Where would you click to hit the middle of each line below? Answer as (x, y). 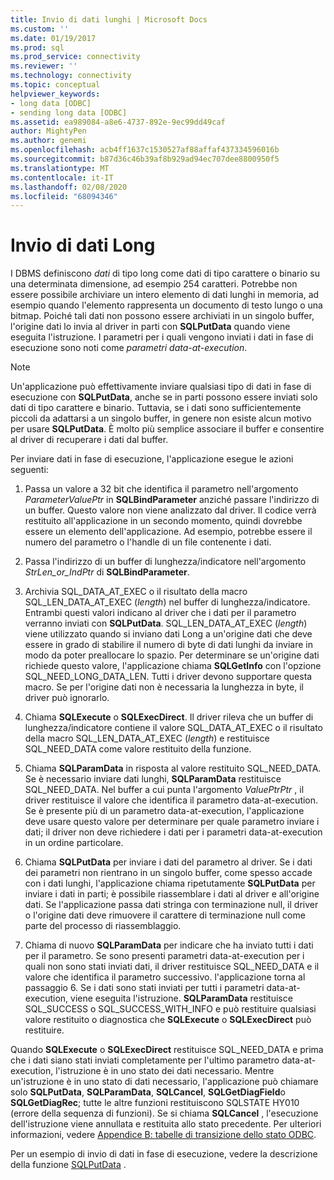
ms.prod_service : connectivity (75, 57)
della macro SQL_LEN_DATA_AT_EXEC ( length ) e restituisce (147, 738)
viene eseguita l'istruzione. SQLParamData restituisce (181, 998)
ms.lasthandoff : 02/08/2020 (69, 187)
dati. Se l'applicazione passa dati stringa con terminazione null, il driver (171, 905)
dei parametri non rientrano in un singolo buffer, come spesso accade (168, 873)
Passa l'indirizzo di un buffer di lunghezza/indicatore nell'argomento (165, 562)
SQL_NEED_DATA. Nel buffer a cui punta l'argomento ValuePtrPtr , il (164, 790)
